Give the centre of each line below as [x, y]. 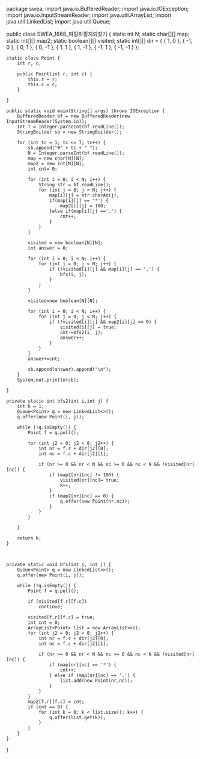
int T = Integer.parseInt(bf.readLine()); [71, 127]
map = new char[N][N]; [56, 159]
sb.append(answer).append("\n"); [70, 370]
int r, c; [29, 63]
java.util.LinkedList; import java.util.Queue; [59, 21]
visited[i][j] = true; [88, 327]
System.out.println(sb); [48, 380]
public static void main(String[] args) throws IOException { [86, 111]
